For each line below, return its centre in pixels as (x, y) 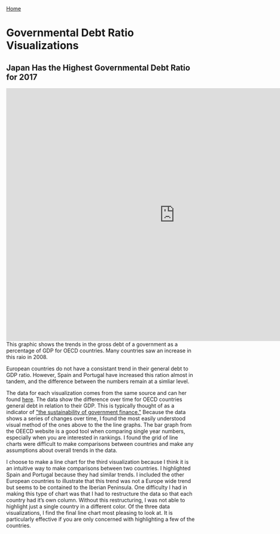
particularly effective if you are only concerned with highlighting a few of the (101, 519)
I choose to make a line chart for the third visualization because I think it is (98, 462)
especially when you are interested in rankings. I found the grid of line (92, 438)
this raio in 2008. (27, 357)
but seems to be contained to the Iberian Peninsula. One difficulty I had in (97, 487)
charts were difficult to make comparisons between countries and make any (100, 444)
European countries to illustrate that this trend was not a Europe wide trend (99, 481)
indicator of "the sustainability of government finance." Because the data (96, 412)
